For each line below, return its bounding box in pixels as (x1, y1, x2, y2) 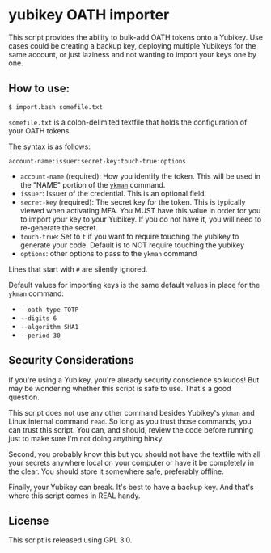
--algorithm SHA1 (19, 323, 79, 331)
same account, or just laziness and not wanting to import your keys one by (8, 49, 257, 59)
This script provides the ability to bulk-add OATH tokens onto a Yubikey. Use (8, 32, 263, 42)
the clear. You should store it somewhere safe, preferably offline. (8, 466, 224, 476)
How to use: (8, 82, 70, 95)
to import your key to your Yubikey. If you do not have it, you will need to (19, 214, 262, 224)
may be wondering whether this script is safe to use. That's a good (8, 383, 232, 393)
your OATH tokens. (8, 125, 71, 135)
